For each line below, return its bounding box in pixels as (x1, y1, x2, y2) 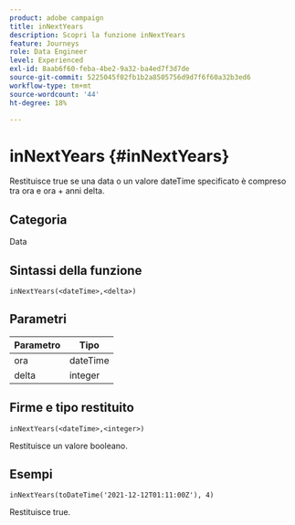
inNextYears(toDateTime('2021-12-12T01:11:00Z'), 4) (9, 490, 215, 500)
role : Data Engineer (9, 47, 89, 57)
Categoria (9, 212, 68, 227)
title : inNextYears (9, 22, 84, 31)
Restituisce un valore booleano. (9, 440, 128, 451)
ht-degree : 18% (9, 98, 68, 108)
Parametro (14, 339, 61, 352)
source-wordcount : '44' (9, 89, 100, 99)
